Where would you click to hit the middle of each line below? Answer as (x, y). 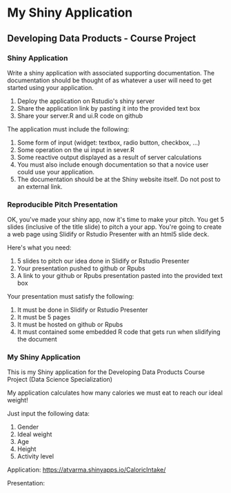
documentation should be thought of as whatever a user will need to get (110, 80)
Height (27, 449)
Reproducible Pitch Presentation (63, 204)
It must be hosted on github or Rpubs (70, 325)
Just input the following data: (48, 413)
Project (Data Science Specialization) (60, 380)
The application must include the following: (68, 129)
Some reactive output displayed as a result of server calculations (109, 157)
